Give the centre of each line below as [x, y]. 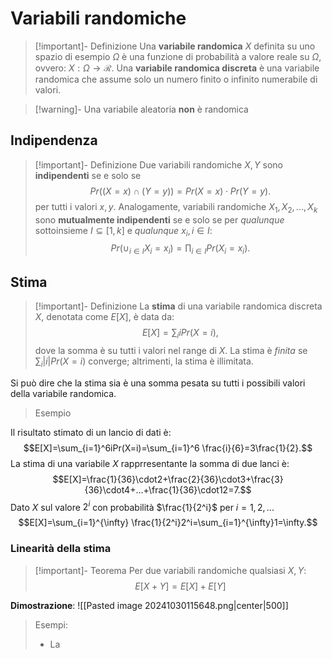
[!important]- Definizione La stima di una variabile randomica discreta [178, 306]
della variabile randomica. [63, 393]
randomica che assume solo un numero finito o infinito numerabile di [176, 79]
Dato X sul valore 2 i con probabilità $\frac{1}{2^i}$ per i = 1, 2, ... [142, 506]
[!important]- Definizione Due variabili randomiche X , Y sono [158, 164]
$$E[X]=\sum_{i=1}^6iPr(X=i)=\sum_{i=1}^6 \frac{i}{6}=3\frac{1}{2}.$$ [168, 448]
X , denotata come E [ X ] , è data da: [104, 316]
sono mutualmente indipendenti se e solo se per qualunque [159, 219]
